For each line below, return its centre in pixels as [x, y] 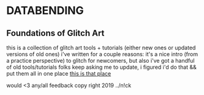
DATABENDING [45, 11]
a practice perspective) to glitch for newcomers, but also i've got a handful [100, 61]
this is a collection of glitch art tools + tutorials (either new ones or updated [101, 47]
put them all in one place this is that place [59, 73]
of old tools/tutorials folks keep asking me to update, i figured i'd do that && [102, 67]
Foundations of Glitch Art [55, 33]
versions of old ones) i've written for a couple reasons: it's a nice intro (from [102, 54]
